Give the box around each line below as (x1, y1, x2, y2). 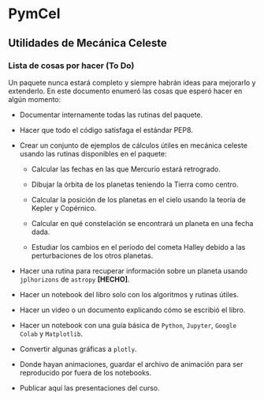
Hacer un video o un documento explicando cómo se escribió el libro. (19, 305, 246, 315)
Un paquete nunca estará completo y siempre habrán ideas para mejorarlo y (8, 77, 256, 87)
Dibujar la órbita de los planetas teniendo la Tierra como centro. (31, 179, 239, 189)
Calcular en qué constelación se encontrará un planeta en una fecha (31, 218, 254, 228)
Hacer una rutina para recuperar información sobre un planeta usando (19, 266, 248, 275)
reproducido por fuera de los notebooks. (19, 368, 152, 377)
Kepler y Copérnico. (31, 203, 97, 213)
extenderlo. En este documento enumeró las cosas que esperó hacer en (8, 86, 243, 96)
